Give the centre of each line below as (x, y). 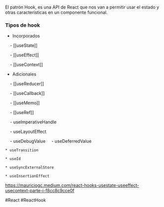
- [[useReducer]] (27, 84)
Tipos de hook (23, 25)
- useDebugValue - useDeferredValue (51, 141)
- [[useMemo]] (25, 103)
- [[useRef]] (22, 113)
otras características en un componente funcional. (56, 12)
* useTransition (22, 150)
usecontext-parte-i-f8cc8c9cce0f (40, 191)
